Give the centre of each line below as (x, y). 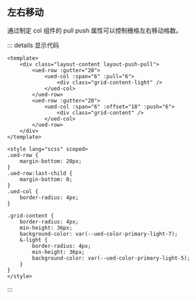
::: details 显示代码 (33, 45)
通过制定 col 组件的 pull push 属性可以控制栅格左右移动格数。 (95, 30)
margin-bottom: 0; (46, 179)
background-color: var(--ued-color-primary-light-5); (111, 258)
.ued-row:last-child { (40, 173)
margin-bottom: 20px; (51, 161)
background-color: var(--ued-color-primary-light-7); (99, 234)
